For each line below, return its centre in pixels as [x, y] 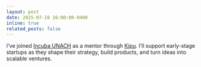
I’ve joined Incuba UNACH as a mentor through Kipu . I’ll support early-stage [101, 46]
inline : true [23, 23]
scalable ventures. [29, 59]
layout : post [23, 12]
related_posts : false [34, 29]
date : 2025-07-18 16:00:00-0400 [47, 18]
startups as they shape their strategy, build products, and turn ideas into [96, 53]
